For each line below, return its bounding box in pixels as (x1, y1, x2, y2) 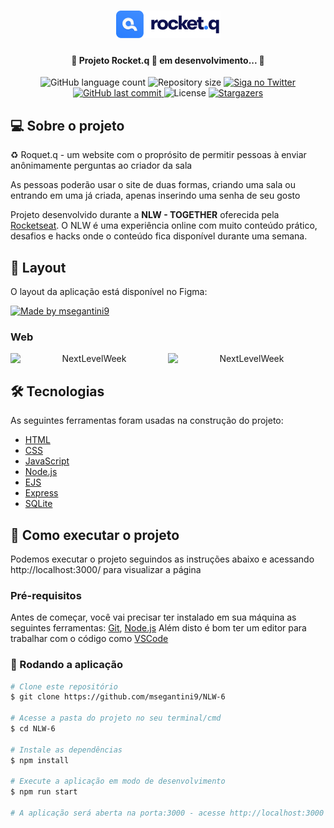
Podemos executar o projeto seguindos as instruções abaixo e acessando (10, 553, 315, 565)
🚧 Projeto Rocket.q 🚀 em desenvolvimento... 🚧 (71, 54, 265, 66)
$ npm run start (10, 787, 78, 797)
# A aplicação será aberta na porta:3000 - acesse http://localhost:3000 (10, 808, 325, 819)
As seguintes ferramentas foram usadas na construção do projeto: (10, 415, 284, 427)
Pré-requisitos (10, 588, 82, 602)
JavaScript (24, 455, 70, 467)
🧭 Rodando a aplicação (10, 658, 124, 672)
